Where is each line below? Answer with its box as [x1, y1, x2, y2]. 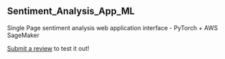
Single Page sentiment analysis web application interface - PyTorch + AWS [7, 23, 218, 32]
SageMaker [7, 31, 40, 39]
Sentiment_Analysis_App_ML [7, 5, 135, 17]
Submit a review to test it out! [7, 44, 90, 52]
